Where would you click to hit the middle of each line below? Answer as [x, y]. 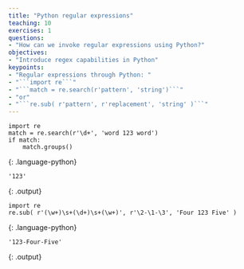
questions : [26, 38]
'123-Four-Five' [35, 242]
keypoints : [26, 68]
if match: [25, 140]
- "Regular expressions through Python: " [80, 75]
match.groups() [48, 147]
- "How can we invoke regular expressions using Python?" [106, 45]
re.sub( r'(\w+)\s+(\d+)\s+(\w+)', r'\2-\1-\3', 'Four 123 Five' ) [123, 213]
